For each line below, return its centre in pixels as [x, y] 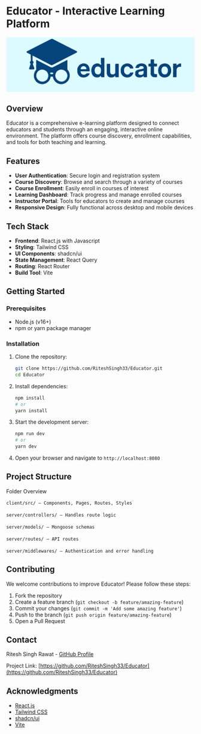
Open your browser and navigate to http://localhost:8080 [87, 458]
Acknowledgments [42, 691]
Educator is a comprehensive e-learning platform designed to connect [93, 123]
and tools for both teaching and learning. [57, 142]
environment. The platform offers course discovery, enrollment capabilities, [99, 136]
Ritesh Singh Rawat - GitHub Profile [50, 654]
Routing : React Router [42, 266]
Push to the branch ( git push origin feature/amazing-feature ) [93, 615]
